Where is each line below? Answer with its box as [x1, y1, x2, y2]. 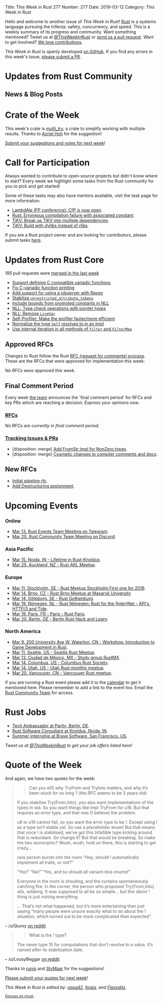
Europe [5, 574, 23, 581]
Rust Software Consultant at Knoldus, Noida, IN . [12, 728, 108, 734]
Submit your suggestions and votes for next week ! [5, 140, 106, 146]
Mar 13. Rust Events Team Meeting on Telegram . [12, 528, 109, 534]
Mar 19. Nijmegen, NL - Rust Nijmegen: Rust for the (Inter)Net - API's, [12, 600, 151, 606]
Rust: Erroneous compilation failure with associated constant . [12, 212, 135, 218]
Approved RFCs [5, 340, 54, 348]
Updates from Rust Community [5, 71, 132, 82]
